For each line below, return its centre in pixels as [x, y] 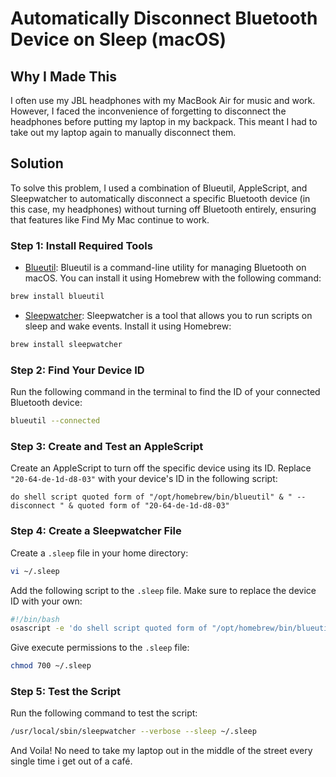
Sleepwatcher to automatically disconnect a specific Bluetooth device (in [160, 198]
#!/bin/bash [35, 619]
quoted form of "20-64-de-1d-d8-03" [153, 506]
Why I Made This [64, 76]
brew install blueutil [57, 297]
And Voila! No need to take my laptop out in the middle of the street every [161, 751]
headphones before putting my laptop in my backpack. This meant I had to [164, 121]
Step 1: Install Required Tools [81, 245]
